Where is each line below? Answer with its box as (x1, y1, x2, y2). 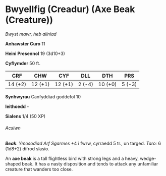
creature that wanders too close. (5, 166, 73, 172)
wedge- (140, 155, 156, 162)
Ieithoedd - (5, 103, 29, 109)
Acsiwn (5, 125, 21, 131)
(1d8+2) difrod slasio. (5, 146, 49, 152)
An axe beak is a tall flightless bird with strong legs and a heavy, (5, 155, 139, 162)
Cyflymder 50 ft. (5, 60, 40, 66)
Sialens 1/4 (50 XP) (5, 113, 46, 119)
